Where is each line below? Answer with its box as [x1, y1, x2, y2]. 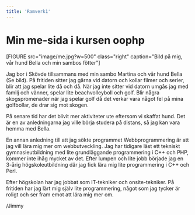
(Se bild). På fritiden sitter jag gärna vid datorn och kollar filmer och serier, [6, 76, 184, 83]
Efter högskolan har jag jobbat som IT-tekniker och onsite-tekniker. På [6, 178, 175, 185]
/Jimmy [6, 202, 24, 209]
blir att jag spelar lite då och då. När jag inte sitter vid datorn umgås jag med [6, 83, 189, 90]
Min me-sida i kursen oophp [6, 33, 145, 47]
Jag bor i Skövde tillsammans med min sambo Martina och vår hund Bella [6, 71, 183, 77]
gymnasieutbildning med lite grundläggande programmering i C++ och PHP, [6, 149, 189, 156]
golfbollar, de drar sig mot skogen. [6, 101, 89, 108]
